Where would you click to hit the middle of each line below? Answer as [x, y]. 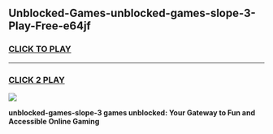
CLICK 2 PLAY [37, 80]
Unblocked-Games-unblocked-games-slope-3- [132, 13]
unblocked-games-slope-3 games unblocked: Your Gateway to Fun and [132, 112]
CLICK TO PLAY [40, 50]
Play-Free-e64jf [50, 26]
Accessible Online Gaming [54, 121]
